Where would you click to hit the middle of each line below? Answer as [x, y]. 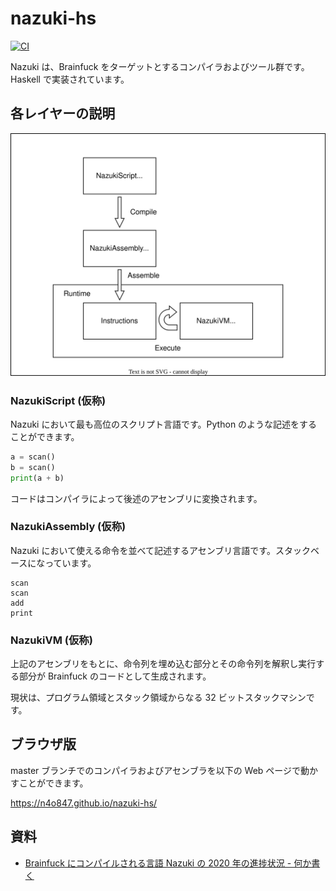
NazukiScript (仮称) [58, 400]
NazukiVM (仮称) [51, 640]
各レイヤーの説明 [63, 113]
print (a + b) [37, 478]
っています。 [70, 563]
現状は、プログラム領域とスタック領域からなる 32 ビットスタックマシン [158, 698]
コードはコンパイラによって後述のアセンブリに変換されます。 [136, 498]
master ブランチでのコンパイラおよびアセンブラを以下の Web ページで [156, 770]
